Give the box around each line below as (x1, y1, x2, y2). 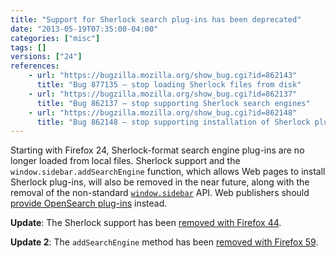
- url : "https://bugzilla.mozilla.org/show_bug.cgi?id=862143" (28, 71, 298, 81)
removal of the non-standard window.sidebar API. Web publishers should (10, 187, 310, 199)
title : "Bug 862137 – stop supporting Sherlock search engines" (36, 98, 311, 108)
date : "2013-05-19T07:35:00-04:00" (10, 24, 159, 34)
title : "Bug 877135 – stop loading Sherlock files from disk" (36, 80, 302, 90)
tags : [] (10, 42, 47, 53)
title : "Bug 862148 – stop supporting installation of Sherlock (36, 117, 311, 127)
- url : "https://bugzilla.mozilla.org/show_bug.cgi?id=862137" (28, 89, 298, 99)
